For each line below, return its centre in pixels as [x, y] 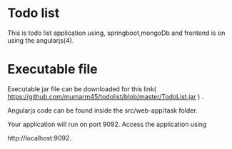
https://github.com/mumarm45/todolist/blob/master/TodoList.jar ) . [106, 96]
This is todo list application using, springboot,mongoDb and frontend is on [116, 33]
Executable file [52, 70]
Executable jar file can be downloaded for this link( [82, 89]
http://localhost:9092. [39, 138]
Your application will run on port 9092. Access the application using [107, 124]
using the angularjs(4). [41, 40]
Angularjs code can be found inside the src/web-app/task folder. [102, 110]
